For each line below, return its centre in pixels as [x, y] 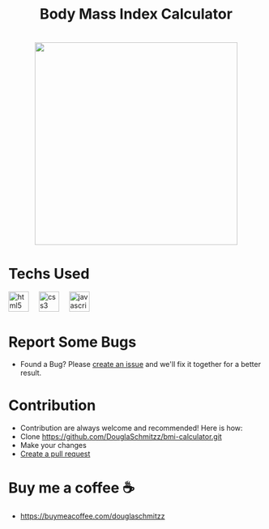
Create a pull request [55, 454]
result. [31, 373]
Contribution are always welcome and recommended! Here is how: [131, 428]
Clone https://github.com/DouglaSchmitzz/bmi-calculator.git [121, 437]
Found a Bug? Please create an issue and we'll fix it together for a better [141, 365]
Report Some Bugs [73, 342]
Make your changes [53, 446]
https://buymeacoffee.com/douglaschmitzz [92, 516]
